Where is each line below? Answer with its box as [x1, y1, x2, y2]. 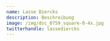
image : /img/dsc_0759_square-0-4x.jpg [6, 20, 104, 26]
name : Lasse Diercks [6, 8, 59, 15]
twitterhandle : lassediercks [6, 25, 80, 32]
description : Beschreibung [6, 14, 74, 20]
